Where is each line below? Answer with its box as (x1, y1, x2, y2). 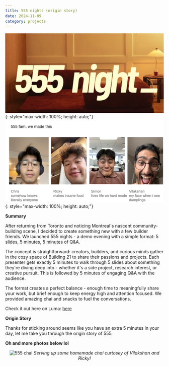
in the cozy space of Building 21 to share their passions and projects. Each (5, 254, 159, 260)
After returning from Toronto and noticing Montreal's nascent (5, 223, 132, 229)
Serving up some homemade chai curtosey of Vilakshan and (33, 350, 160, 356)
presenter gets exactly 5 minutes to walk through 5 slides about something (5, 259, 160, 265)
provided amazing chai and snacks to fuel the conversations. (5, 296, 132, 302)
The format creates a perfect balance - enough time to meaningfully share (5, 285, 159, 291)
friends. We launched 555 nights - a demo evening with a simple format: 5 (5, 234, 159, 240)
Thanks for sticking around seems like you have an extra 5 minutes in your (5, 325, 159, 331)
